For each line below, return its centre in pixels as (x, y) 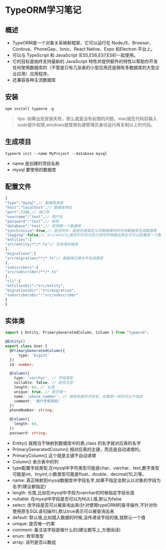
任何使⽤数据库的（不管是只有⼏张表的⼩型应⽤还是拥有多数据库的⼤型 (84, 68)
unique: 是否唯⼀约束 (34, 523)
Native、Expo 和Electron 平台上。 (121, 49)
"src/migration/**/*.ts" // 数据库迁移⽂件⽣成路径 (54, 258)
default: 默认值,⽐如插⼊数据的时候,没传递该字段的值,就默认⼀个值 (79, 517)
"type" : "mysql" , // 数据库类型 (34, 203)
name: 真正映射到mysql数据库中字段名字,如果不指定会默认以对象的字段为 (86, 480)
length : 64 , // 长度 (34, 387)
